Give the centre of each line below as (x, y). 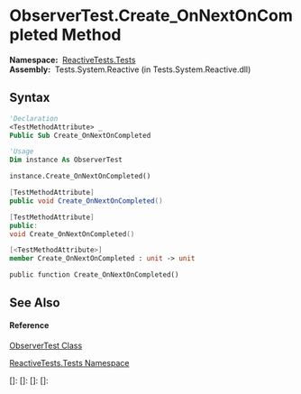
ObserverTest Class (46, 345)
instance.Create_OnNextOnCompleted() (80, 177)
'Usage (22, 151)
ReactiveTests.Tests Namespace (69, 362)
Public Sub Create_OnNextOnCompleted (80, 135)
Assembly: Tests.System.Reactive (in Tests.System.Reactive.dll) (130, 69)
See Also (35, 302)
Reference (29, 325)
